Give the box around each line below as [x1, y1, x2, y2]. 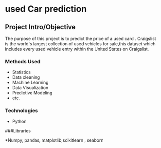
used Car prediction [5, 3, 87, 15]
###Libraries [5, 128, 31, 133]
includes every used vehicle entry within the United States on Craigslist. [5, 46, 149, 52]
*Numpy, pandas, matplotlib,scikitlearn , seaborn [5, 137, 104, 143]
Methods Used [5, 58, 40, 65]
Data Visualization [12, 85, 49, 91]
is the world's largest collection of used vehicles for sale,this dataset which [5, 41, 156, 47]
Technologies [5, 107, 38, 114]
